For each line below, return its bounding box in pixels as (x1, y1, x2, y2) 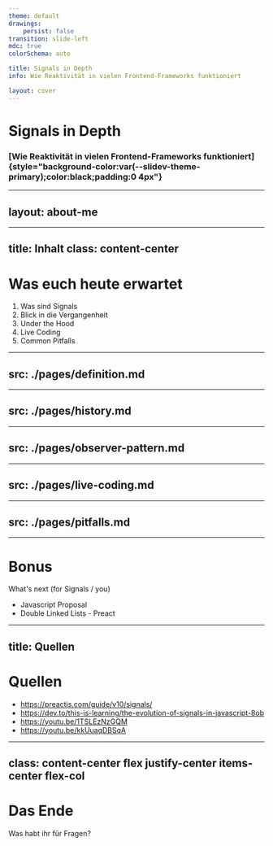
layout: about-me (8, 205, 98, 219)
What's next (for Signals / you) (8, 584, 111, 594)
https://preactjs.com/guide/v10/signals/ (19, 699, 153, 709)
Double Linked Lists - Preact (19, 608, 115, 618)
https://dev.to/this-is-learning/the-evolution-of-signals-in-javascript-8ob (19, 708, 265, 717)
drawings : (8, 20, 42, 28)
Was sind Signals (19, 302, 78, 312)
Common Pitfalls (19, 336, 76, 346)
